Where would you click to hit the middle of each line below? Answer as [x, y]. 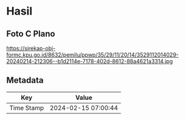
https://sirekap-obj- [31, 48]
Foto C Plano [31, 34]
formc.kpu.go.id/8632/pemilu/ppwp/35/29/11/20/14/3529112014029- [92, 55]
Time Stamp [27, 108]
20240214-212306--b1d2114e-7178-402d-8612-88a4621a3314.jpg [90, 61]
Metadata [25, 80]
